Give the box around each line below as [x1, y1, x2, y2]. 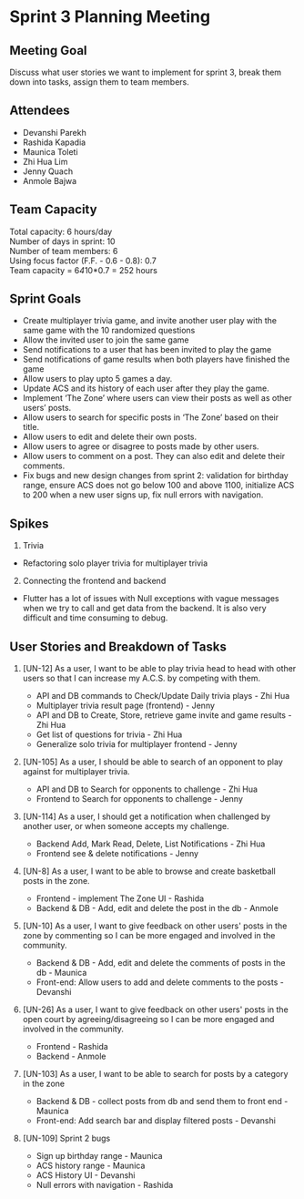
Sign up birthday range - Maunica [35, 1151, 163, 1162]
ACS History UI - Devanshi [35, 1170, 136, 1181]
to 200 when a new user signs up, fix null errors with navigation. [22, 489, 264, 500]
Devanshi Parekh [22, 127, 86, 138]
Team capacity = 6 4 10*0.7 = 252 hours [9, 264, 157, 275]
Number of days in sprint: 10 [9, 235, 116, 247]
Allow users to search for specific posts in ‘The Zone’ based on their [22, 412, 279, 423]
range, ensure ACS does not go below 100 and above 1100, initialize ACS [22, 480, 295, 491]
